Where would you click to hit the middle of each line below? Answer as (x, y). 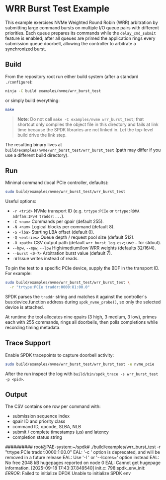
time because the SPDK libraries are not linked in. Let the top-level (85, 129)
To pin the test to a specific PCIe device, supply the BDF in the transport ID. (83, 268)
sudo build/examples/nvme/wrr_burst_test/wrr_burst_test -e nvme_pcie (80, 364)
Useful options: (21, 201)
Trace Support (28, 343)
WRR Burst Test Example (57, 9)
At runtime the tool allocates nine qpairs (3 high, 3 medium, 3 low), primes (81, 317)
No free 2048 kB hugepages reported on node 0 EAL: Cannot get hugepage (83, 463)
